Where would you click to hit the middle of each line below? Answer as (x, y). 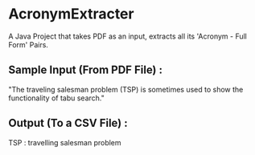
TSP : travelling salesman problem (65, 142)
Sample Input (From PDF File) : (86, 70)
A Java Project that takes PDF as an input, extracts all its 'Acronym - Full (127, 36)
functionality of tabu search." (56, 98)
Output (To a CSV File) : (68, 123)
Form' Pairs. (28, 44)
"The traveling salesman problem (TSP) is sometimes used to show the (126, 89)
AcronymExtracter (71, 14)
